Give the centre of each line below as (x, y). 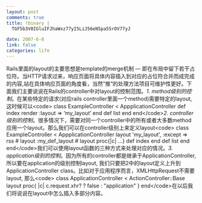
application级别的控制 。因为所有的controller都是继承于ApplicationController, (101, 155)
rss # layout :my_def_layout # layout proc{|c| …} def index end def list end (98, 141)
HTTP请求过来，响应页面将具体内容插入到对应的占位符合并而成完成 (111, 76)
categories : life (28, 51)
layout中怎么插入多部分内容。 (69, 193)
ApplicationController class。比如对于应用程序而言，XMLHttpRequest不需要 (100, 170)
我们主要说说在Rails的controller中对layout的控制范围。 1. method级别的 (99, 91)
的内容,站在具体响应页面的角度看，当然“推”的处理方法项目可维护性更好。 (96, 83)
